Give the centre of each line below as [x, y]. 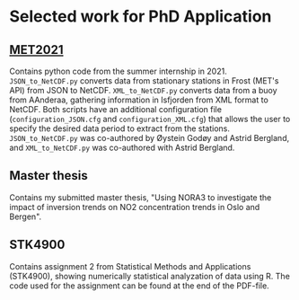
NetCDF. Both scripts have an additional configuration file [116, 109]
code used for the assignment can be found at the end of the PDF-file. [139, 286]
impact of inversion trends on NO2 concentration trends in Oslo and [135, 207]
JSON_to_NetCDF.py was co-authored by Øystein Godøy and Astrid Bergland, [149, 138]
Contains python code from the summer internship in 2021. [118, 71]
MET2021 [37, 50]
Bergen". [26, 216]
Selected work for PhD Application [141, 17]
